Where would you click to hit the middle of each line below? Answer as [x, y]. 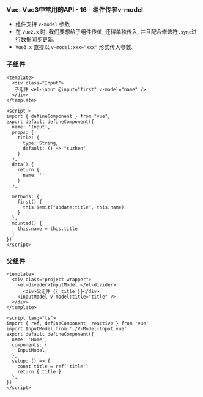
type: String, [41, 143]
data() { [23, 164]
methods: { [26, 196]
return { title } [39, 371]
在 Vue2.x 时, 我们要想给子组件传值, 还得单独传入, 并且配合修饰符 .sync [103, 32]
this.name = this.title [48, 228]
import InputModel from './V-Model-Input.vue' [67, 328]
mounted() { [27, 223]
